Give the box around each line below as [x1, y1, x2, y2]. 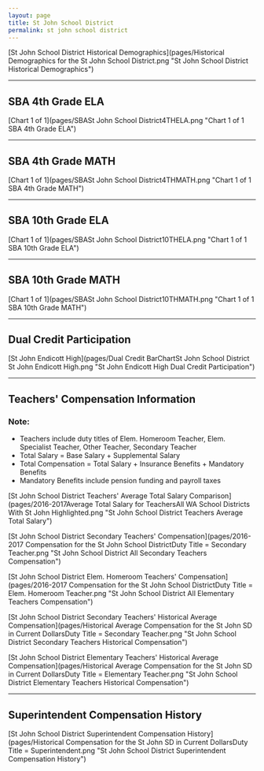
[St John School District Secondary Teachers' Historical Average [8, 613, 218, 622]
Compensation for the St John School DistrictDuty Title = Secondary [24, 540, 247, 549]
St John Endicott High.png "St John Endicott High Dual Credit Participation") [8, 362, 255, 371]
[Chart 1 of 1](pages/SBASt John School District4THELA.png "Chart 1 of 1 [8, 116, 245, 125]
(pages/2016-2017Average [8, 500, 93, 509]
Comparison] [189, 491, 232, 501]
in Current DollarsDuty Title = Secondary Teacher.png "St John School [8, 629, 237, 639]
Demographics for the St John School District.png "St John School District [8, 56, 249, 65]
